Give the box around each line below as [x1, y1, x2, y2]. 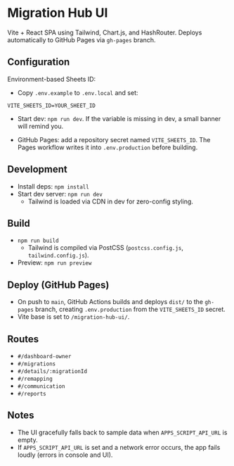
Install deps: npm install [17, 182, 89, 191]
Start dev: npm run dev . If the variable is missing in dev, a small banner [17, 114, 221, 122]
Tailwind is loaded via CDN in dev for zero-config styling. [27, 197, 193, 206]
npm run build [17, 237, 59, 244]
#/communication [17, 383, 65, 390]
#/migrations [17, 360, 56, 367]
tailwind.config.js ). [27, 251, 89, 260]
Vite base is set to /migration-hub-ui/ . [17, 313, 130, 321]
